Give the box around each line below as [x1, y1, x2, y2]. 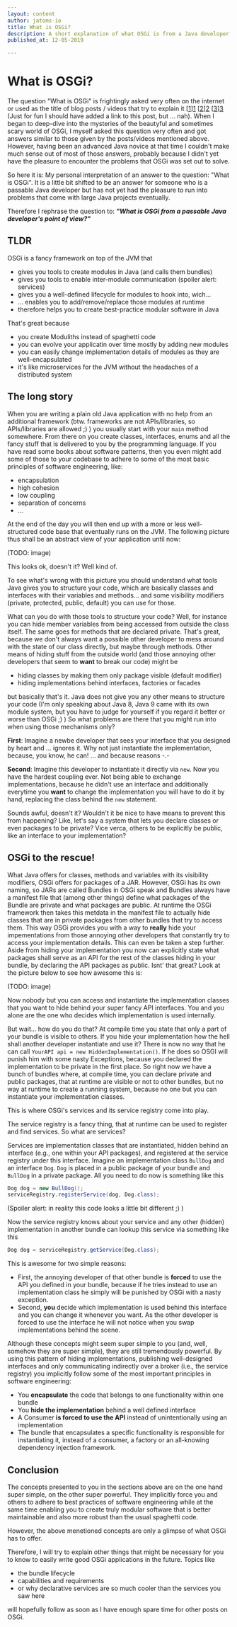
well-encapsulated [17, 355, 72, 363]
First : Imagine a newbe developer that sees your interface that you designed [7, 736, 231, 744]
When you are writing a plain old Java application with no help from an [7, 409, 213, 418]
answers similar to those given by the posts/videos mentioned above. [7, 135, 210, 143]
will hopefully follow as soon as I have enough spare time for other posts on [7, 1605, 228, 1614]
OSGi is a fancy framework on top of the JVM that [7, 253, 153, 262]
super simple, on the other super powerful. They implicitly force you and [7, 1490, 218, 1498]
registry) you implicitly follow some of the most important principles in [7, 1369, 212, 1378]
